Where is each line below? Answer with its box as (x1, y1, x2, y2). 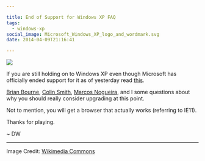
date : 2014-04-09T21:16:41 (6, 37, 75, 43)
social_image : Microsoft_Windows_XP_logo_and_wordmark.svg (6, 31, 160, 37)
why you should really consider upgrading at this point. (6, 95, 145, 102)
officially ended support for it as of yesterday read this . (6, 77, 145, 84)
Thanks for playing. (6, 118, 55, 126)
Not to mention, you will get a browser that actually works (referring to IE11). (6, 107, 197, 114)
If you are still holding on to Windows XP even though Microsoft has (6, 70, 177, 78)
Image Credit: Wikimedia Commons (6, 148, 96, 155)
